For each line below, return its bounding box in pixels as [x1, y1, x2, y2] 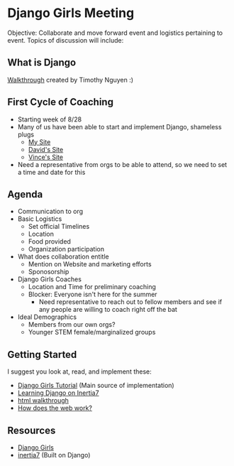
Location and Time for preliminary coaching [28, 283, 156, 291]
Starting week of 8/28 [17, 115, 82, 124]
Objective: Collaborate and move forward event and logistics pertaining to [7, 28, 223, 37]
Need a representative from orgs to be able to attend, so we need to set [17, 160, 228, 168]
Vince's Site [28, 153, 64, 161]
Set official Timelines [28, 222, 90, 231]
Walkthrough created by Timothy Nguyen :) [7, 75, 133, 84]
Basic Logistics [17, 215, 62, 223]
